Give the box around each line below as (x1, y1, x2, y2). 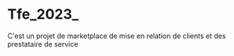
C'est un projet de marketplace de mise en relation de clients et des (7, 31, 226, 40)
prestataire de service (7, 39, 79, 48)
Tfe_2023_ (7, 5, 79, 23)
